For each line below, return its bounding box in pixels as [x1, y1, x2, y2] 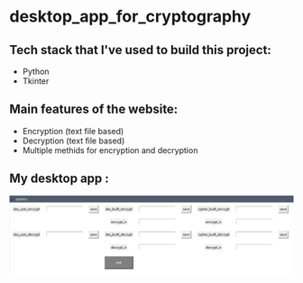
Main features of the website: [9, 102, 179, 117]
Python [22, 66, 50, 77]
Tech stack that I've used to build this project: [9, 42, 272, 58]
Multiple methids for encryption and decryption [22, 144, 198, 155]
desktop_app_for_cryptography [9, 6, 252, 27]
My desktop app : [9, 171, 110, 187]
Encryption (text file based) [22, 125, 124, 136]
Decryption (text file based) [22, 135, 125, 146]
